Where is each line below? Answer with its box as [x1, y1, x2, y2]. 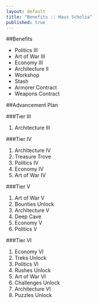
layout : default [6, 8, 45, 15]
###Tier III [6, 113, 31, 120]
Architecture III [14, 124, 51, 132]
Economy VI [14, 248, 44, 255]
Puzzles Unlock [14, 292, 52, 299]
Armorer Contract [14, 84, 57, 91]
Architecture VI [14, 285, 51, 292]
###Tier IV [6, 136, 32, 143]
